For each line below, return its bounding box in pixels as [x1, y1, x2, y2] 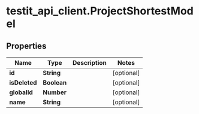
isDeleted [9, 79, 37, 86]
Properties [6, 41, 47, 51]
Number [43, 88, 67, 97]
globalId [9, 88, 33, 97]
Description [73, 59, 107, 67]
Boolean [43, 79, 67, 86]
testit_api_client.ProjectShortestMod [6, 4, 194, 18]
